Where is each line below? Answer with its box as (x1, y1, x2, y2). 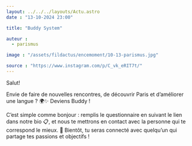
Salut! (6, 79, 21, 86)
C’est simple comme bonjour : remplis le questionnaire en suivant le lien (6, 111, 182, 118)
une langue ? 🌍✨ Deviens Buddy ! (6, 97, 91, 104)
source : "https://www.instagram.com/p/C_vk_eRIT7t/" (6, 63, 143, 69)
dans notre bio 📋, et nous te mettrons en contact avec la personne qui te (6, 117, 186, 125)
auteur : (6, 36, 28, 42)
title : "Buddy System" (6, 25, 63, 31)
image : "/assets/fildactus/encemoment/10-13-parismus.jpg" (6, 52, 159, 58)
